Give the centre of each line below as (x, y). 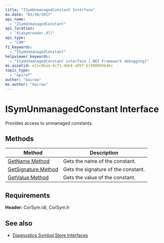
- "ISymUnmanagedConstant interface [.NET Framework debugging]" (79, 61)
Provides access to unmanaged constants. (49, 123)
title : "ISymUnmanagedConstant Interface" (50, 10)
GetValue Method (28, 177)
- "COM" (18, 43)
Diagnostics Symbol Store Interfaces (50, 235)
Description (104, 153)
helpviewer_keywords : (28, 56)
